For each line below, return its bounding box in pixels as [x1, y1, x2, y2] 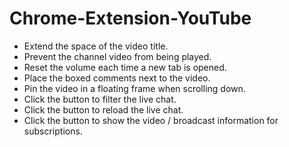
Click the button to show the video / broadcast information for [23, 114, 279, 126]
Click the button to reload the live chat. [23, 103, 184, 116]
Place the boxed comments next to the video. [23, 72, 211, 84]
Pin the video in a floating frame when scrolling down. [23, 82, 246, 94]
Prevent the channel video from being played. [23, 50, 212, 62]
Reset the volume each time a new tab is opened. [23, 61, 227, 73]
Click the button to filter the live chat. [23, 93, 177, 105]
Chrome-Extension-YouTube [9, 7, 252, 30]
